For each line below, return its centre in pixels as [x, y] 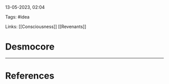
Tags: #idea [17, 17]
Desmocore [30, 47]
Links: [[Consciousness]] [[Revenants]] [46, 26]
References [30, 76]
